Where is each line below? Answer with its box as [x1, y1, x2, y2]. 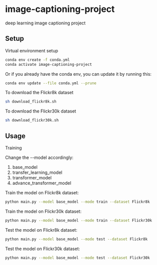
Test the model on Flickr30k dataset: [5, 246, 80, 252]
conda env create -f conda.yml [5, 57, 70, 62]
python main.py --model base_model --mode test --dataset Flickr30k [5, 255, 150, 260]
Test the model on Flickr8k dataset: [5, 227, 78, 233]
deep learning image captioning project [5, 20, 86, 26]
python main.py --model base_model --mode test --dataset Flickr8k [5, 237, 148, 242]
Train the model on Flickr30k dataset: [5, 208, 82, 214]
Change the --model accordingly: [5, 154, 74, 160]
